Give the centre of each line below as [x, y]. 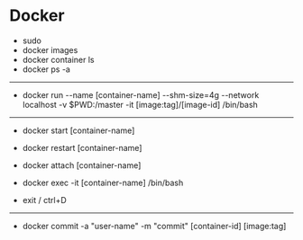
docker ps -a [46, 69]
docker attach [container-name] [82, 165]
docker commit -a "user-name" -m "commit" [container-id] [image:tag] [154, 226]
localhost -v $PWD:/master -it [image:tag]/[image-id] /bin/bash [140, 104]
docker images [50, 49]
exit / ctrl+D [45, 200]
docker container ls [58, 59]
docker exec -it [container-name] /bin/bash [103, 182]
